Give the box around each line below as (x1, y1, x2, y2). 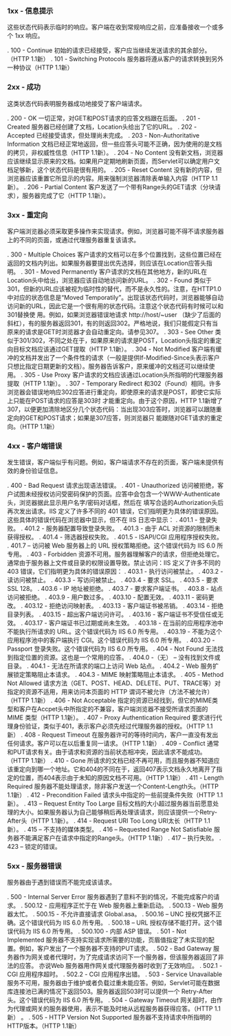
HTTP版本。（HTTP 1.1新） (7, 1022, 80, 1030)
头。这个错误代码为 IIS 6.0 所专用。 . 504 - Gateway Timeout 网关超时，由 (7, 996, 217, 1004)
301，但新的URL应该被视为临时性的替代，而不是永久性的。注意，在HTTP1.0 (7, 284, 222, 293)
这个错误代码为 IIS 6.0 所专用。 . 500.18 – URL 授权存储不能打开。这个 (19, 918, 217, 927)
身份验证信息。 (19, 466, 62, 475)
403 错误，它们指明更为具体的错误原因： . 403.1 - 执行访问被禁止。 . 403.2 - (7, 568, 223, 576)
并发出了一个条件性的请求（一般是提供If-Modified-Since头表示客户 (30, 353, 220, 362)
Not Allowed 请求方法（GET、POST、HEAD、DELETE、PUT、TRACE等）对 (7, 679, 221, 687)
